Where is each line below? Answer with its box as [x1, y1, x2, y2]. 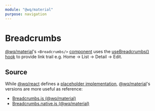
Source [5, 68, 28, 76]
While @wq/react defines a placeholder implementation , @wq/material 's [5, 81, 151, 87]
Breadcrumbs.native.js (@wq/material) [12, 101, 90, 107]
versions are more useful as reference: [5, 86, 83, 92]
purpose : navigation [5, 12, 47, 17]
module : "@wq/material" [5, 7, 54, 12]
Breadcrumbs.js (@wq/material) [12, 95, 77, 101]
